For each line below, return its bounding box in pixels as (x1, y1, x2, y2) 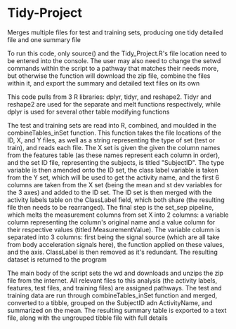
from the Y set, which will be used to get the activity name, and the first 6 (7, 173, 220, 182)
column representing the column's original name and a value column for (7, 217, 216, 226)
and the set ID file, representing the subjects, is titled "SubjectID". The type (7, 158, 225, 166)
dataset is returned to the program (7, 255, 107, 264)
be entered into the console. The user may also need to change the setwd (7, 56, 221, 65)
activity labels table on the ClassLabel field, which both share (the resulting (7, 195, 225, 204)
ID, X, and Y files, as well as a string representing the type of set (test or (7, 135, 216, 145)
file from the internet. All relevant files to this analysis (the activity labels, (7, 276, 218, 285)
